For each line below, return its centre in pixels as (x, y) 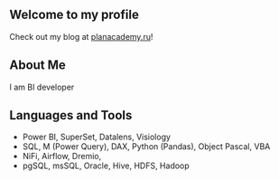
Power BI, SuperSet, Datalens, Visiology (97, 137)
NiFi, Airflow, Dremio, (62, 156)
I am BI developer (42, 87)
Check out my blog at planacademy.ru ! (81, 36)
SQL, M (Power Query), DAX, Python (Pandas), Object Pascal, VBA (146, 147)
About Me (37, 66)
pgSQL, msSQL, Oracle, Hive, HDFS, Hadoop (106, 166)
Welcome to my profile (74, 15)
